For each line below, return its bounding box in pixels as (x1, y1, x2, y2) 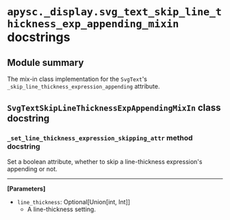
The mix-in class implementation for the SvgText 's (7, 75, 148, 83)
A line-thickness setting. (27, 205, 96, 213)
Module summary (7, 57, 84, 69)
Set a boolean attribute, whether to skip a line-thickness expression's (7, 157, 203, 166)
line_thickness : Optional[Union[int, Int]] (16, 197, 131, 206)
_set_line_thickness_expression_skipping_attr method (7, 133, 193, 143)
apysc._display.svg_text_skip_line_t (7, 5, 222, 19)
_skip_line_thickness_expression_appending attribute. (7, 82, 160, 90)
